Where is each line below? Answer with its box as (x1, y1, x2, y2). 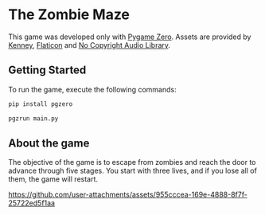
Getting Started (8, 64, 87, 77)
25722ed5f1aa (8, 198, 56, 208)
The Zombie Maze (8, 6, 130, 24)
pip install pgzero (8, 100, 73, 108)
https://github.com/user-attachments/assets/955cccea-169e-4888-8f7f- (8, 190, 248, 200)
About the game (8, 136, 90, 150)
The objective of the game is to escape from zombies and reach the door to (8, 158, 256, 167)
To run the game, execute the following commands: (8, 84, 177, 94)
